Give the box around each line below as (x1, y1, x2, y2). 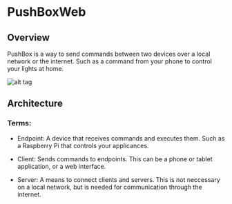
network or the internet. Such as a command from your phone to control (7, 57, 213, 65)
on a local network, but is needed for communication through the (17, 183, 202, 191)
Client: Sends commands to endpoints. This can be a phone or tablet (17, 154, 213, 163)
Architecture (7, 98, 64, 110)
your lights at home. (7, 65, 64, 72)
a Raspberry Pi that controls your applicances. (17, 141, 149, 150)
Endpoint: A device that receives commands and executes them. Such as (17, 134, 225, 142)
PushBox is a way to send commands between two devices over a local (7, 50, 211, 58)
